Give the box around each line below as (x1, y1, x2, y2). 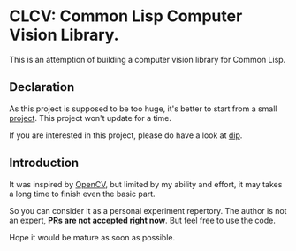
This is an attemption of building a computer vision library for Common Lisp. (9, 54, 286, 65)
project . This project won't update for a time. (9, 112, 172, 123)
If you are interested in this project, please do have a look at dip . (9, 130, 243, 141)
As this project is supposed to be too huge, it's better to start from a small (9, 103, 277, 114)
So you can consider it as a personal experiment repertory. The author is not (9, 205, 287, 216)
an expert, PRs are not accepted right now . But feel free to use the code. (9, 215, 276, 225)
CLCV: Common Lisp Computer (9, 6, 243, 27)
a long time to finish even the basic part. (9, 188, 156, 199)
